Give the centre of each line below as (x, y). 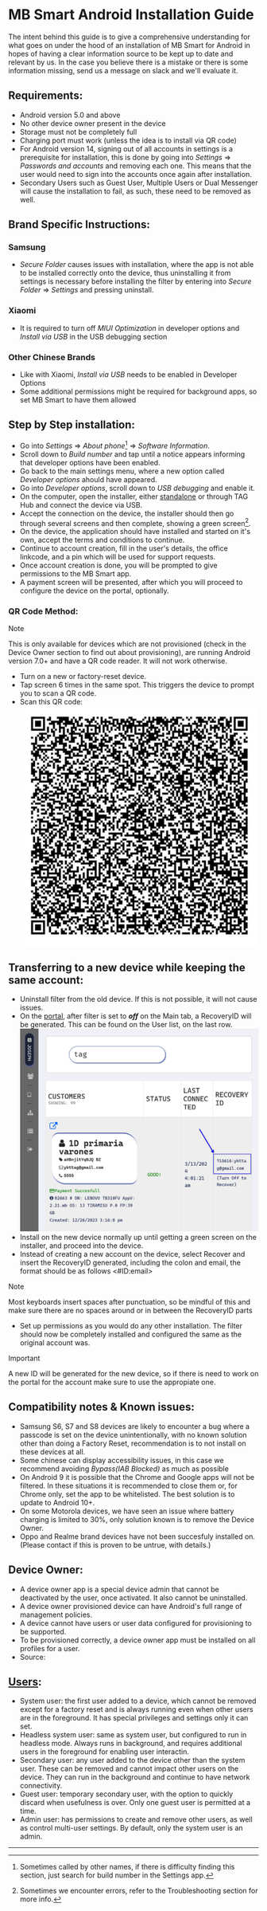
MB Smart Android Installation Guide (131, 15)
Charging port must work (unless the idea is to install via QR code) (128, 140)
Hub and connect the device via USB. (81, 504)
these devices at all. (52, 1451)
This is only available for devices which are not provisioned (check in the (127, 644)
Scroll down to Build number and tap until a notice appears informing (132, 454)
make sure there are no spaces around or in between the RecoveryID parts (130, 1311)
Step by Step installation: (72, 425)
